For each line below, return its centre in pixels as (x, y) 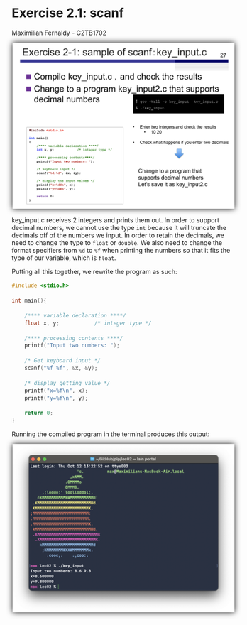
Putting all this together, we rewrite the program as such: (94, 272)
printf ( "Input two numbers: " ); (72, 346)
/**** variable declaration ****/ (75, 315)
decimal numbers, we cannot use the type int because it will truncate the (119, 228)
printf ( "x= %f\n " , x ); (56, 391)
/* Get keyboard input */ (63, 361)
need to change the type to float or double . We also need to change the (117, 243)
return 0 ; (39, 413)
